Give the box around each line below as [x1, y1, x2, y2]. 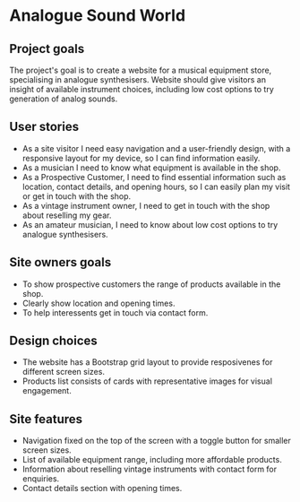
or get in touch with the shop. [21, 190, 132, 202]
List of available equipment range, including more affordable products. [21, 454, 282, 465]
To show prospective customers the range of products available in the [21, 279, 281, 290]
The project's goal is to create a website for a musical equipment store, [9, 65, 272, 75]
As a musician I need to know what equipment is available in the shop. [21, 162, 281, 173]
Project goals [9, 41, 85, 56]
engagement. [21, 385, 72, 396]
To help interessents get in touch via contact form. [21, 307, 209, 318]
